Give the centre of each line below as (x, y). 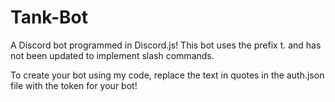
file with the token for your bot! (74, 85)
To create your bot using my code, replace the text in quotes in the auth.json (167, 75)
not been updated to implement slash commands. (112, 55)
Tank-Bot (49, 17)
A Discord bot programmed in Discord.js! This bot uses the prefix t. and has (166, 45)
